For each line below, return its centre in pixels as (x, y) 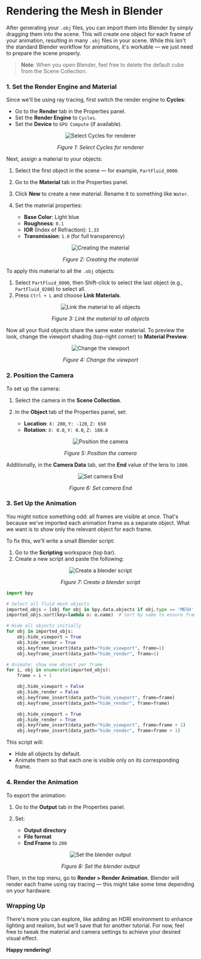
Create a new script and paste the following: (69, 558)
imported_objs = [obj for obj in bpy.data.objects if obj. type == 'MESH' (100, 609)
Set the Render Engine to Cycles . (56, 118)
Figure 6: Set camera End (100, 488)
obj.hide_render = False (48, 692)
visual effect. (22, 938)
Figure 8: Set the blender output (100, 866)
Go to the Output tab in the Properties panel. (70, 807)
